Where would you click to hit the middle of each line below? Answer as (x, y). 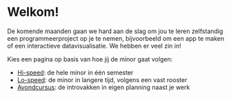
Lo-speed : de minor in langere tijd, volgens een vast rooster (102, 79)
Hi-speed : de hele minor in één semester (75, 72)
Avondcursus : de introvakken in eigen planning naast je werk (103, 87)
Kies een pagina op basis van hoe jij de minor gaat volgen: (90, 59)
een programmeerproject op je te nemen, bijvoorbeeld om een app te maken (116, 38)
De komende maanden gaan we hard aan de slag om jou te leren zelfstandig (115, 31)
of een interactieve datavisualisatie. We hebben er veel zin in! (94, 46)
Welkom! (33, 12)
